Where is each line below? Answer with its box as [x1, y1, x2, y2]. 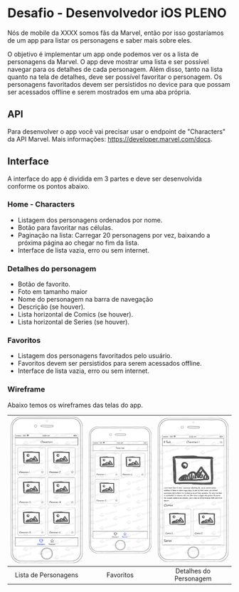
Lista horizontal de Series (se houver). [17, 318, 130, 327]
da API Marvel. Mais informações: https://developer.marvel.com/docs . [7, 134, 213, 143]
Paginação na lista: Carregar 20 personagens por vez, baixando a [17, 231, 211, 239]
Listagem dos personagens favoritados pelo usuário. [17, 351, 173, 360]
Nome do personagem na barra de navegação [17, 295, 154, 304]
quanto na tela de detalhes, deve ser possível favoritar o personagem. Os [7, 73, 223, 81]
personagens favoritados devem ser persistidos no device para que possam [7, 80, 230, 88]
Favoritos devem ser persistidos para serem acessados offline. [17, 359, 202, 368]
